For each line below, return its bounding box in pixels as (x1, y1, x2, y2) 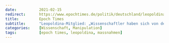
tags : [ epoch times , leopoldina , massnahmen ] (5, 30, 123, 35)
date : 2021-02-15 (5, 7, 62, 12)
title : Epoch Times (5, 16, 64, 21)
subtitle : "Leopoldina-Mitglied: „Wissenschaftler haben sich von (5, 21, 158, 26)
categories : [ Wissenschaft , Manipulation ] (5, 26, 102, 31)
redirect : (5, 12, 26, 17)
